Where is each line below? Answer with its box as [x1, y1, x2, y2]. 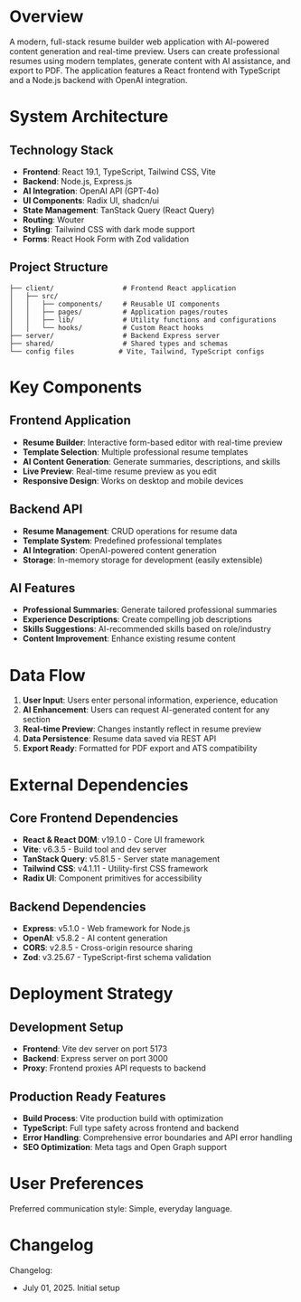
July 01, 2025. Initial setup [22, 1282, 120, 1293]
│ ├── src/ [9, 291, 59, 300]
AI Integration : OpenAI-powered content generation [22, 544, 217, 555]
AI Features [9, 580, 76, 596]
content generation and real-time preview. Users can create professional [9, 45, 280, 56]
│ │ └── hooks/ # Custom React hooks [9, 323, 204, 332]
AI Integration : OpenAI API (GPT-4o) [22, 185, 160, 196]
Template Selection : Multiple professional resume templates [22, 446, 249, 458]
